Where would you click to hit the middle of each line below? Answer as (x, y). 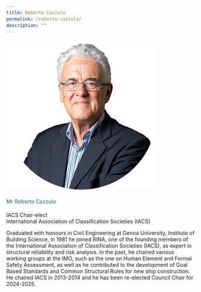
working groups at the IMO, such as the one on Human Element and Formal (99, 258)
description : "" (26, 25)
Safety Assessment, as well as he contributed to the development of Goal (97, 264)
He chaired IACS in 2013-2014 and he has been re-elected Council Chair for (100, 277)
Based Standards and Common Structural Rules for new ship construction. (98, 271)
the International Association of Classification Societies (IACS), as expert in (99, 245)
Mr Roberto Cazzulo (31, 201)
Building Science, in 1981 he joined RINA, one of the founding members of (97, 239)
